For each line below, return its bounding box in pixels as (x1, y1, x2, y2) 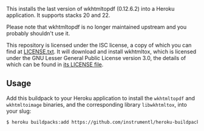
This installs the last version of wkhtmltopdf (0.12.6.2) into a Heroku (6, 5, 175, 12)
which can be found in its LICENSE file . (6, 61, 104, 68)
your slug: (6, 107, 32, 115)
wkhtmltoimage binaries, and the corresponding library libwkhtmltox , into (6, 101, 187, 108)
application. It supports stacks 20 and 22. (6, 12, 110, 19)
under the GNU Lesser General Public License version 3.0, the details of (6, 55, 186, 61)
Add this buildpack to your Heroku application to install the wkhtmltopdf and (6, 94, 195, 102)
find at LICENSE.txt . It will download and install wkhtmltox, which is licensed (6, 48, 197, 55)
